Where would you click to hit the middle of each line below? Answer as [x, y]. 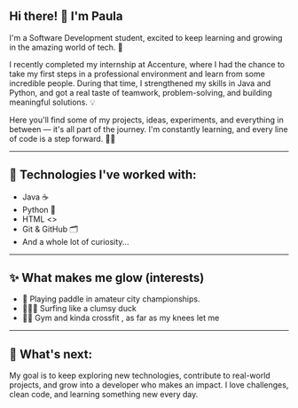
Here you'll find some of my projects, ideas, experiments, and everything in [146, 120]
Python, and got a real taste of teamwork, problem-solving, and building [141, 92]
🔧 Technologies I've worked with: [103, 175]
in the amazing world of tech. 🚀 [67, 47]
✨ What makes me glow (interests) [107, 278]
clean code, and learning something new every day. [104, 395]
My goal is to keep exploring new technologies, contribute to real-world [140, 376]
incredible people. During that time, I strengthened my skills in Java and [140, 83]
